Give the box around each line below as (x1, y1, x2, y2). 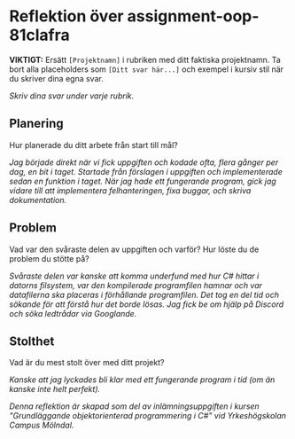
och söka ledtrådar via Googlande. (9, 308, 137, 318)
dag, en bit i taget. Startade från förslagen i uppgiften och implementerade (9, 166, 283, 176)
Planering (9, 116, 64, 131)
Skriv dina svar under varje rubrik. (9, 90, 135, 101)
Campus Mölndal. (9, 419, 74, 431)
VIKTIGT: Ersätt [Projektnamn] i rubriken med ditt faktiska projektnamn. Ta (9, 54, 281, 65)
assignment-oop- (127, 6, 260, 27)
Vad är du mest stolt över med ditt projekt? (9, 357, 165, 368)
